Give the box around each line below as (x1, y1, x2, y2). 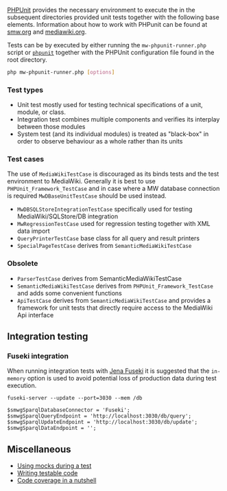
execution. (7, 381, 37, 390)
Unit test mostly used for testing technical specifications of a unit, (16, 101, 204, 109)
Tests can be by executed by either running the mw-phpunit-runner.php (7, 41, 207, 49)
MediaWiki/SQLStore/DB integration (16, 212, 119, 220)
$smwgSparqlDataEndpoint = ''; (7, 425, 97, 432)
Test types (7, 85, 43, 95)
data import (16, 227, 50, 236)
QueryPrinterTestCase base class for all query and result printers (16, 234, 200, 242)
